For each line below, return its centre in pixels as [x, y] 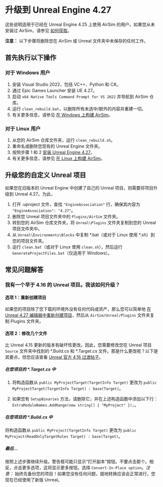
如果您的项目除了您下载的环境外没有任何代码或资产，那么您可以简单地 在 [78, 309]
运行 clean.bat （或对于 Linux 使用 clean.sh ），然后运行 [67, 247]
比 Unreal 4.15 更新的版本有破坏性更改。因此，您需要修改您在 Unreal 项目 [78, 345]
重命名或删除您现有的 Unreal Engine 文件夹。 [57, 146]
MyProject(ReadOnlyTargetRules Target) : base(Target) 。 [64, 436]
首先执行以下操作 [31, 58]
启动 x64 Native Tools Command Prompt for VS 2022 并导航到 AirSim [80, 96]
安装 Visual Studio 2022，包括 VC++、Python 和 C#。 [66, 84]
